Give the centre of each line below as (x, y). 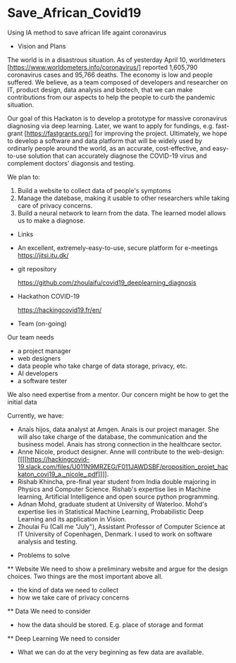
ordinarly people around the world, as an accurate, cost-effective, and (109, 148)
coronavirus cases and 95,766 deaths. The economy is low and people (110, 75)
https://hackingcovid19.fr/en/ (60, 310)
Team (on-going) (42, 323)
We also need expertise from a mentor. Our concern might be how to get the (118, 394)
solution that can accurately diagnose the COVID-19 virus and (117, 156)
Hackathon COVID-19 (48, 296)
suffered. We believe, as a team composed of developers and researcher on (118, 82)
